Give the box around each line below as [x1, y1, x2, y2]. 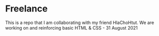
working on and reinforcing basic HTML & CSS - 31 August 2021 [5, 24, 138, 30]
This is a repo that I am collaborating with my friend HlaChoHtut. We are [5, 19, 154, 25]
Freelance [5, 3, 48, 14]
